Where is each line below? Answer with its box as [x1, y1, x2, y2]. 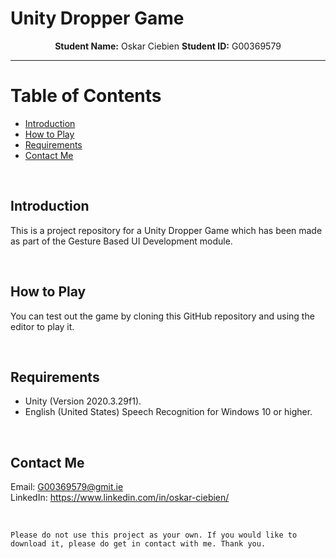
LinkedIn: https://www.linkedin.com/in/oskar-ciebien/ [10, 492, 230, 504]
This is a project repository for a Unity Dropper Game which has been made [10, 224, 323, 236]
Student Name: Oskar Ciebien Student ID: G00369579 [54, 40, 282, 52]
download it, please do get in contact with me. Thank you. [10, 539, 267, 549]
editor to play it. [10, 320, 75, 332]
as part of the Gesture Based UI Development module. [10, 235, 233, 247]
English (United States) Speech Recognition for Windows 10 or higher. [24, 406, 313, 418]
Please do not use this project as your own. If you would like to [10, 530, 298, 541]
